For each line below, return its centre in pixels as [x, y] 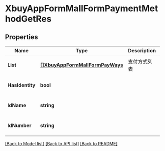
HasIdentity [22, 85]
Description [142, 51]
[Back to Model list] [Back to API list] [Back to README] [61, 144]
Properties [22, 37]
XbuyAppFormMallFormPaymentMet [82, 9]
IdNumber [20, 125]
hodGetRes [28, 19]
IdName [17, 105]
